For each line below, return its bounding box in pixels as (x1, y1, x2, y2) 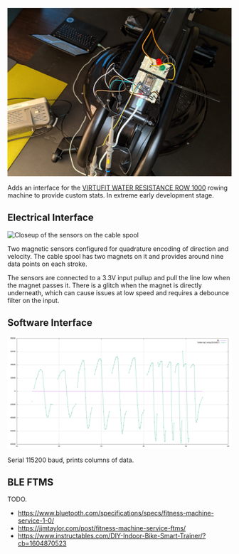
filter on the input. (7, 296, 60, 304)
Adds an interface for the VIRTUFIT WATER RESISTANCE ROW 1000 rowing (7, 183, 228, 192)
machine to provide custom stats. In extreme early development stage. (7, 191, 215, 200)
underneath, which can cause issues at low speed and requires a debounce (7, 288, 230, 297)
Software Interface (7, 317, 92, 329)
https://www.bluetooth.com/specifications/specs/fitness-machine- (17, 509, 215, 518)
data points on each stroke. (7, 260, 87, 268)
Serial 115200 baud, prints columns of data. (7, 456, 134, 464)
